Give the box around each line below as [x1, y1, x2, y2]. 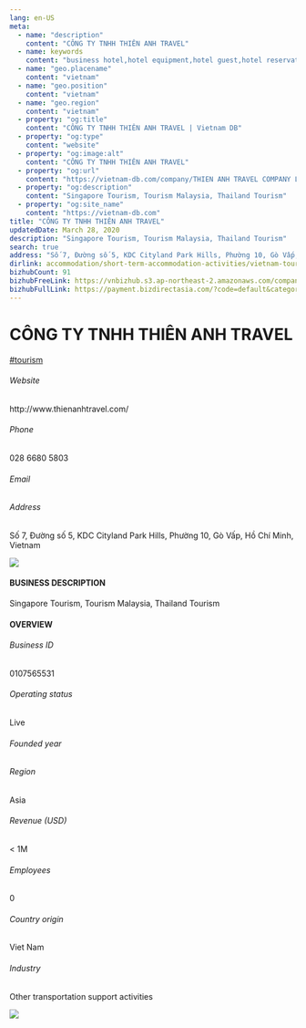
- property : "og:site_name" [17, 200, 125, 210]
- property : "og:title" [17, 115, 107, 124]
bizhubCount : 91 [9, 268, 71, 277]
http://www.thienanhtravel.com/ [9, 403, 129, 414]
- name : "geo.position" [17, 81, 107, 90]
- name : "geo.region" [17, 98, 100, 108]
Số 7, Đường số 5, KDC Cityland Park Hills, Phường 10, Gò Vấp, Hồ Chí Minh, [9, 530, 294, 541]
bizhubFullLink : [9, 285, 71, 294]
